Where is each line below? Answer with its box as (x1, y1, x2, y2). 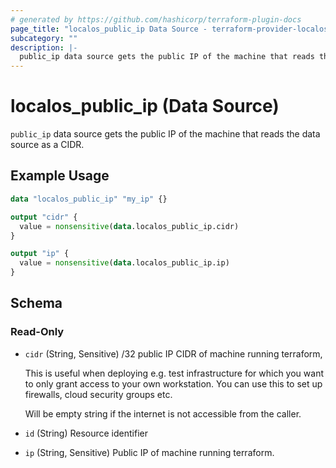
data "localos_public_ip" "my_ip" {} (10, 194, 168, 204)
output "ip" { (10, 249, 70, 259)
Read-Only (10, 325, 65, 339)
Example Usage (10, 167, 110, 185)
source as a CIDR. (10, 139, 85, 151)
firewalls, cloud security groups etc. (24, 388, 173, 400)
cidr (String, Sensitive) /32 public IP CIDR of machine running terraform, (24, 347, 323, 360)
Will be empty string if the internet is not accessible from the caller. (24, 407, 302, 420)
